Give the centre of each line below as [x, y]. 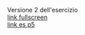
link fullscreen [27, 17]
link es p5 [21, 24]
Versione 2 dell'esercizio [42, 10]
